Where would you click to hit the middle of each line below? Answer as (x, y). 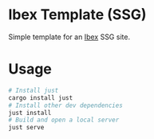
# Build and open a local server (64, 120)
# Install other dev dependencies (66, 105)
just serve (26, 128)
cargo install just (41, 97)
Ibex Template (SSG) (77, 15)
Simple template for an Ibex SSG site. (69, 37)
